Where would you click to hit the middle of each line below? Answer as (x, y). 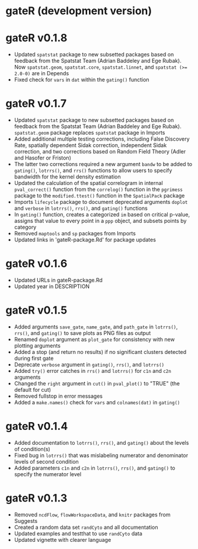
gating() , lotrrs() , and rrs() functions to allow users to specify (93, 171)
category (25, 227)
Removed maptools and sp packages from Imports (75, 234)
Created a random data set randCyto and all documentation (86, 527)
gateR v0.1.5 (36, 310)
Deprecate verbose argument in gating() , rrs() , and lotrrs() (89, 364)
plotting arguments (37, 346)
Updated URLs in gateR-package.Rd (58, 280)
